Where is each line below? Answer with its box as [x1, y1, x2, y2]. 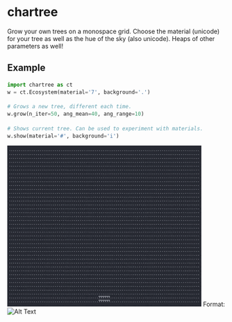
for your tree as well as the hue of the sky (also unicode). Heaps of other [7, 34, 215, 42]
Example [7, 62, 46, 74]
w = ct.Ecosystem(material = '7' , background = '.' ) [7, 88, 151, 96]
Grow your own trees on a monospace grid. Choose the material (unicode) [7, 27, 220, 35]
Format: [202, 300, 226, 308]
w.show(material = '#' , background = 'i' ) [7, 133, 119, 139]
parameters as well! [7, 42, 64, 50]
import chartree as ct [7, 81, 73, 88]
